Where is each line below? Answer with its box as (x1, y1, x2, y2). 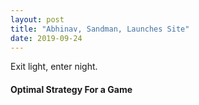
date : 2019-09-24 (10, 33, 83, 43)
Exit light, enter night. (10, 61, 98, 73)
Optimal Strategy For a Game (10, 83, 133, 95)
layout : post (10, 14, 65, 25)
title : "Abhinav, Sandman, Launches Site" (10, 24, 190, 34)
